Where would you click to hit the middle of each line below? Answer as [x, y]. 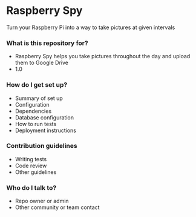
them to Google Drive [41, 63]
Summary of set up [39, 98]
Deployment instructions [46, 130]
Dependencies [33, 111]
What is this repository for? [47, 43]
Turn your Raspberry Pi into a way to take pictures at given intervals [91, 27]
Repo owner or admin [42, 201]
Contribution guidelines [42, 146]
